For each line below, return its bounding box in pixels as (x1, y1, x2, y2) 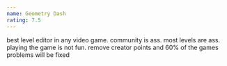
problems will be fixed (6, 50, 70, 59)
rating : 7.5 (6, 17, 41, 24)
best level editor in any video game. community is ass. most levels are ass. (6, 35, 221, 44)
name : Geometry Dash (6, 10, 67, 17)
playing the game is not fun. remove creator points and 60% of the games (6, 43, 219, 51)
